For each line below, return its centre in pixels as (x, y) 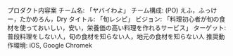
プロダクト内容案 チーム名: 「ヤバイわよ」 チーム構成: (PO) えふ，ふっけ (112, 10)
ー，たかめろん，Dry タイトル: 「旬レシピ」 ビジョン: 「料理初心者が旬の (113, 19)
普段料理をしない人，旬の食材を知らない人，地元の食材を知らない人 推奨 (113, 36)
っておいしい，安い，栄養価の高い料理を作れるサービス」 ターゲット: (126, 28)
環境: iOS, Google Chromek (53, 45)
